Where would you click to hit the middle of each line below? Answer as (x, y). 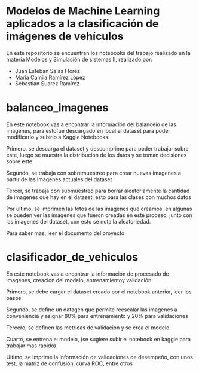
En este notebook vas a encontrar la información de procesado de (88, 274)
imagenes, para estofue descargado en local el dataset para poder (88, 130)
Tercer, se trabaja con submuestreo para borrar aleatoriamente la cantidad (98, 191)
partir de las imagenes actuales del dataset (59, 179)
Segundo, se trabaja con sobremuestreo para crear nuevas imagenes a (94, 173)
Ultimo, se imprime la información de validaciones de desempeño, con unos (99, 357)
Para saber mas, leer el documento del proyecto (65, 233)
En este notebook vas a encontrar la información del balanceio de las (91, 124)
